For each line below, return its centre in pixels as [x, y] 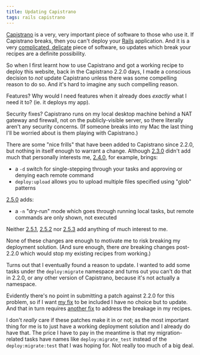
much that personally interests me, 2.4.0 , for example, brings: [82, 157]
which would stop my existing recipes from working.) [85, 253]
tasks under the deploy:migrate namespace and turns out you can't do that [99, 271]
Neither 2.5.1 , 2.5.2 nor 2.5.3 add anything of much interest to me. [87, 229]
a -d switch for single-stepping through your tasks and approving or [99, 169]
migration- [169, 332]
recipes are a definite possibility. [46, 53]
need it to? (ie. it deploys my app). [48, 102]
